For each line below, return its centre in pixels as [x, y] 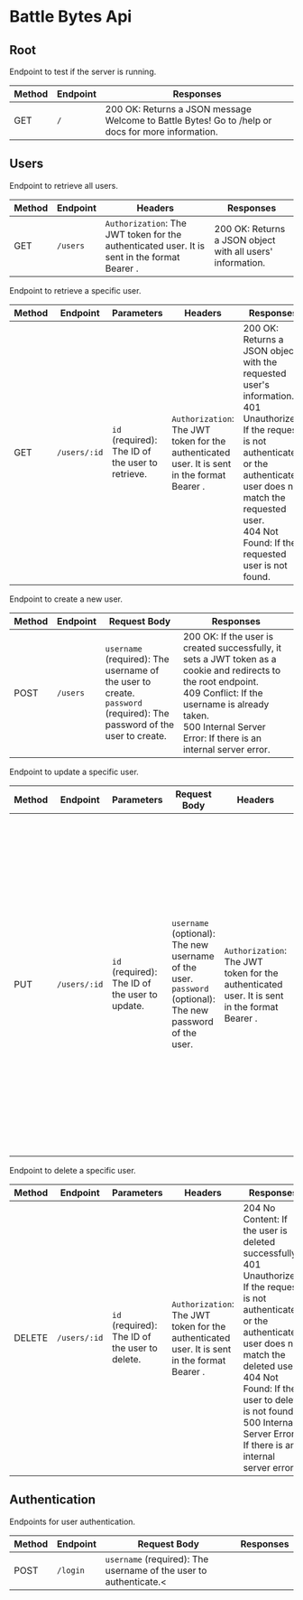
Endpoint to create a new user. [66, 599]
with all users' [243, 251]
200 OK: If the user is [228, 636]
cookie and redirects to [232, 670]
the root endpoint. [221, 681]
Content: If [266, 1219]
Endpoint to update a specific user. [74, 772]
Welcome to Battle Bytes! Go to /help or [188, 121]
